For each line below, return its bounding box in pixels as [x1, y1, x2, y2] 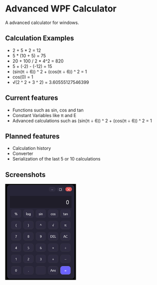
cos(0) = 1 [12, 73, 33, 80]
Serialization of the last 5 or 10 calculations [12, 156, 101, 162]
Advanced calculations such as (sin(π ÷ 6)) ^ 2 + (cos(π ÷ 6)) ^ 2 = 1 [12, 117, 152, 123]
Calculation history [12, 145, 51, 151]
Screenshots [5, 170, 46, 179]
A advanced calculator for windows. [5, 19, 79, 25]
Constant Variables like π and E [12, 112, 77, 118]
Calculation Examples [5, 34, 74, 42]
